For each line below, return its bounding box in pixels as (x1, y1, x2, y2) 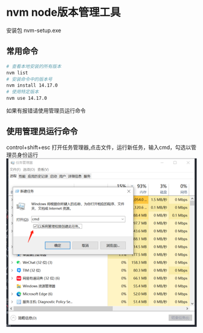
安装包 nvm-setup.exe (6, 27, 62, 34)
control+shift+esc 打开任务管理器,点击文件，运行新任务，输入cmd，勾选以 (6, 143, 192, 151)
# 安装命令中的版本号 (6, 76, 53, 82)
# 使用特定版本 (6, 89, 39, 95)
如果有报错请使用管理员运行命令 (6, 107, 86, 114)
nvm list (6, 70, 28, 76)
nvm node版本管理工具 (6, 5, 121, 19)
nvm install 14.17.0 (6, 82, 59, 88)
